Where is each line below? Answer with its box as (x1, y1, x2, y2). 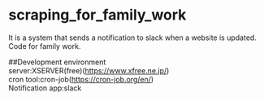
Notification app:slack (8, 83, 82, 93)
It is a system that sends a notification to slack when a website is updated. (8, 33, 258, 42)
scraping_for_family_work (8, 6, 187, 24)
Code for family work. (8, 41, 81, 50)
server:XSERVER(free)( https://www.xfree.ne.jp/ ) (8, 65, 170, 75)
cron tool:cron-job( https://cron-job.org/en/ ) (8, 74, 154, 84)
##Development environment (8, 57, 106, 67)
